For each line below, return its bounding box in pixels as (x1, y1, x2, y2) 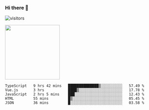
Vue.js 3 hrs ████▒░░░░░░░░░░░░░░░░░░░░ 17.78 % (5, 88, 145, 93)
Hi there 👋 (5, 4, 29, 11)
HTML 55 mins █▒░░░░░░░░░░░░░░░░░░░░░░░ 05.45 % (5, 96, 145, 101)
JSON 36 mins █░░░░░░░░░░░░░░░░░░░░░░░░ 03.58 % (5, 100, 145, 106)
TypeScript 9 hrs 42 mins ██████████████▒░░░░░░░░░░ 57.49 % (5, 83, 145, 89)
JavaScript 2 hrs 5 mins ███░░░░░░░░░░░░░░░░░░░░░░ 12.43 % (5, 92, 145, 97)
